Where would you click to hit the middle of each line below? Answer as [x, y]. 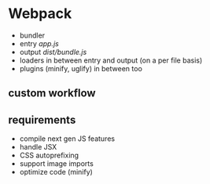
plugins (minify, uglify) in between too [81, 68]
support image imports [57, 164]
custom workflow [52, 94]
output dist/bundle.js [53, 52]
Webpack [40, 14]
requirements [42, 119]
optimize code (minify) [56, 172]
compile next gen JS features [67, 139]
